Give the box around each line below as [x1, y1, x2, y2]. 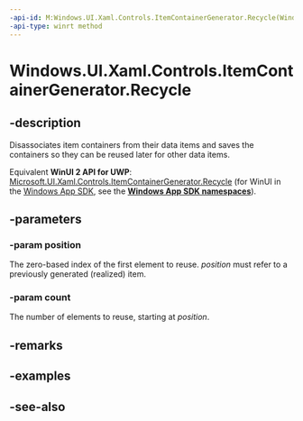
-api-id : [9, 13, 42, 23]
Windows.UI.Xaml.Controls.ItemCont [9, 60, 294, 81]
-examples [9, 369, 71, 384]
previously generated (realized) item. [9, 269, 147, 279]
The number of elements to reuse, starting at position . [9, 312, 210, 323]
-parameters [9, 211, 82, 226]
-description [9, 115, 81, 131]
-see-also [9, 398, 66, 415]
